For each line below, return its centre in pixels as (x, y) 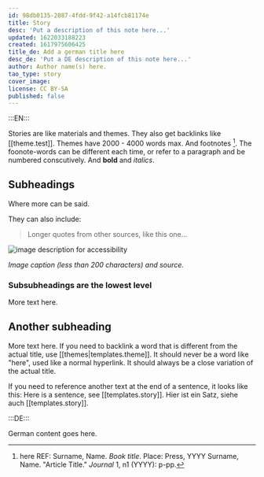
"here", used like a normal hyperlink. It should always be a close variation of (131, 362)
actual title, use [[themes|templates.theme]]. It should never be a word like (128, 354)
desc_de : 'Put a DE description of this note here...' (100, 60)
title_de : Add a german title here (66, 52)
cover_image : (29, 81)
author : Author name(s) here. (58, 67)
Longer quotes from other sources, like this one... (107, 234)
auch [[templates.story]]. (48, 403)
